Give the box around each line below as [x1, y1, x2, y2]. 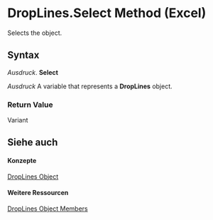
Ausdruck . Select [7, 68, 59, 76]
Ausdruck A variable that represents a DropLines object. [7, 82, 173, 90]
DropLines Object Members [7, 204, 88, 213]
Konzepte [7, 157, 37, 165]
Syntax [7, 49, 40, 61]
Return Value [7, 100, 53, 110]
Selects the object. [7, 28, 62, 37]
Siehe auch [7, 137, 58, 149]
